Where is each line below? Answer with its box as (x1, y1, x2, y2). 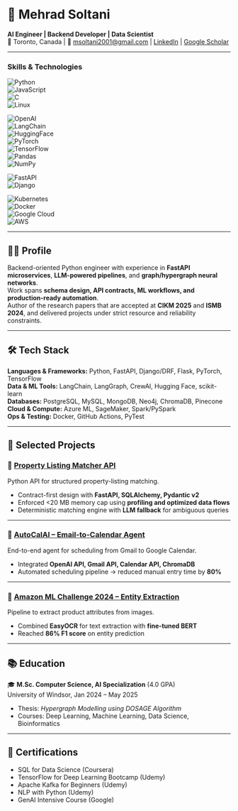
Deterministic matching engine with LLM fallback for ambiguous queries (17, 506, 229, 514)
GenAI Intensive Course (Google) (17, 795, 115, 804)
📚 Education (7, 657, 66, 670)
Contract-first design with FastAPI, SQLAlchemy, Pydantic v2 (17, 490, 200, 499)
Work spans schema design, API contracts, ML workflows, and (7, 286, 195, 295)
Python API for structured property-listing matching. (7, 477, 159, 485)
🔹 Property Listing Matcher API (7, 461, 116, 471)
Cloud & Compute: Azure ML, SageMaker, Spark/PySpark (7, 404, 176, 413)
